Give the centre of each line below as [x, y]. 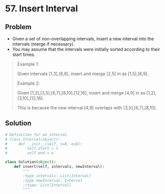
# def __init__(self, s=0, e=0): [44, 144]
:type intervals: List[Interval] [57, 176]
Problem [18, 27]
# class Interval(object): [33, 139]
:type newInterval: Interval [53, 180]
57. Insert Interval [41, 9]
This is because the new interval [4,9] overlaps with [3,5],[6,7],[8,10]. [87, 108]
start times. [24, 54]
